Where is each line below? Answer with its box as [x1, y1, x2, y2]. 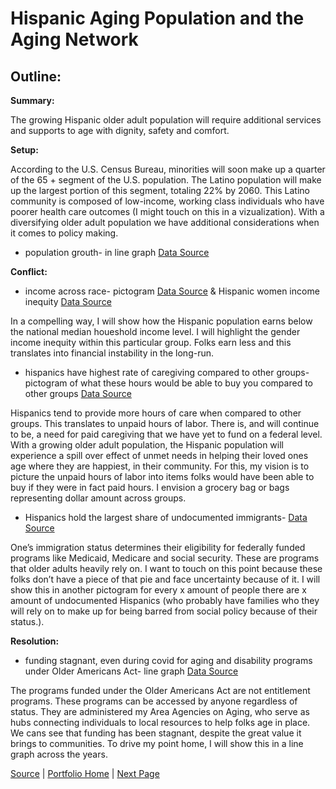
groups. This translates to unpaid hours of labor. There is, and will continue [10, 418, 320, 429]
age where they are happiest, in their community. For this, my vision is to [10, 460, 310, 472]
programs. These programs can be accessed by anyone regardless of [10, 695, 298, 707]
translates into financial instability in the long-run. [10, 347, 215, 359]
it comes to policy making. [10, 227, 119, 239]
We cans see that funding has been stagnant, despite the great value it [10, 727, 302, 739]
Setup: [10, 144, 39, 156]
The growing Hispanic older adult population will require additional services [10, 114, 322, 126]
